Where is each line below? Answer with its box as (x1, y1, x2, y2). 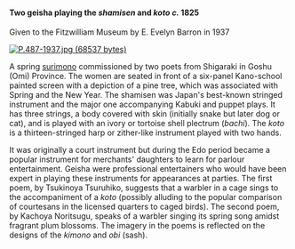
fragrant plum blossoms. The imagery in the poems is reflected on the (9, 221, 266, 231)
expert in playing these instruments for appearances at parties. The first (9, 173, 273, 184)
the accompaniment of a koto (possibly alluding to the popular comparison (9, 192, 283, 203)
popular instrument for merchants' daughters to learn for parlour (9, 154, 245, 165)
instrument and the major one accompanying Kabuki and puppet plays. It (9, 99, 275, 110)
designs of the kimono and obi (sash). (9, 229, 148, 240)
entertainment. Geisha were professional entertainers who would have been (9, 164, 287, 174)
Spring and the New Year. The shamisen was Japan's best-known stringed (9, 90, 283, 100)
